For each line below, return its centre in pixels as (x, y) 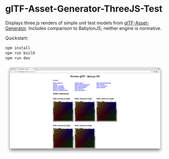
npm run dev (18, 58)
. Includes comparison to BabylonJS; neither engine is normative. (94, 28)
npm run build (20, 53)
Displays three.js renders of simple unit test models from (64, 23)
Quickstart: (17, 38)
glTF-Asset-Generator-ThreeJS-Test (84, 9)
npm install (18, 48)
